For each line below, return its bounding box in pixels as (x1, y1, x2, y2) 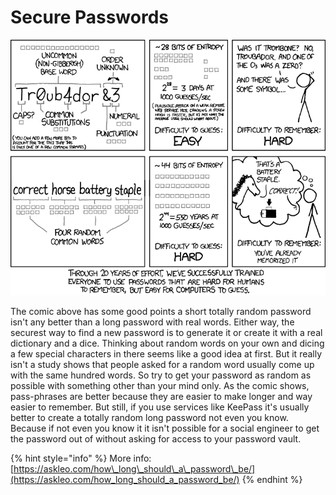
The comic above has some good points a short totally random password (10, 306, 312, 318)
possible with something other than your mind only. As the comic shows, (10, 380, 310, 392)
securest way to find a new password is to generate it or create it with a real (10, 327, 323, 339)
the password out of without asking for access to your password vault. (10, 433, 302, 445)
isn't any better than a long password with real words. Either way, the (10, 316, 295, 328)
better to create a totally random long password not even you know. (10, 412, 289, 424)
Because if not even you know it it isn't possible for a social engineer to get (10, 422, 320, 435)
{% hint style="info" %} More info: (10, 452, 152, 465)
